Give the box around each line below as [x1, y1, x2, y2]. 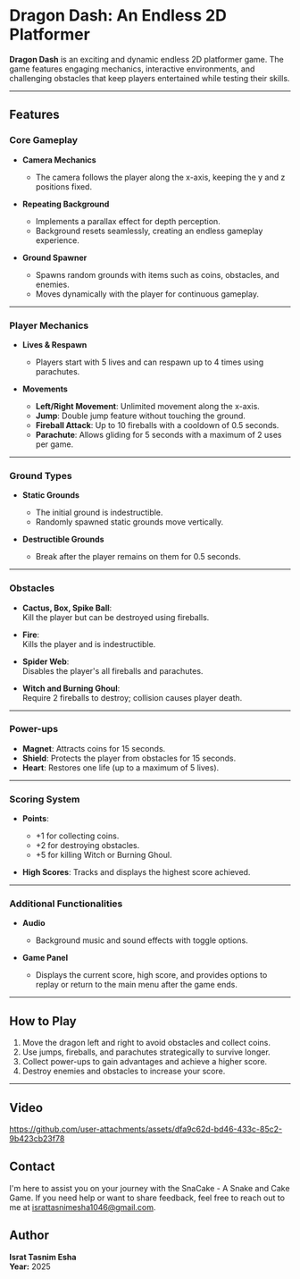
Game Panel [21, 953, 69, 963]
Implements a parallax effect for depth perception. [35, 215, 221, 226]
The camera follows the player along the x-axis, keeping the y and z [35, 172, 286, 182]
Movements [21, 383, 69, 394]
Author [9, 1228, 49, 1243]
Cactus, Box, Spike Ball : [21, 602, 112, 613]
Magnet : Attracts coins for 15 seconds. [21, 743, 166, 753]
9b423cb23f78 [9, 1133, 65, 1144]
